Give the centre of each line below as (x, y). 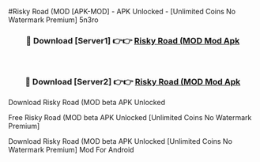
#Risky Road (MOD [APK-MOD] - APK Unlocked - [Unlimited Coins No (122, 11)
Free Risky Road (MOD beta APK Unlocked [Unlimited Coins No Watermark (130, 117)
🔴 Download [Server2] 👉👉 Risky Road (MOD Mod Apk (133, 82)
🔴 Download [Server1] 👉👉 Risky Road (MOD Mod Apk (133, 40)
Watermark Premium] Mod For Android (71, 149)
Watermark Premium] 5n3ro (53, 20)
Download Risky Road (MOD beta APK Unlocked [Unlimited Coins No (121, 141)
